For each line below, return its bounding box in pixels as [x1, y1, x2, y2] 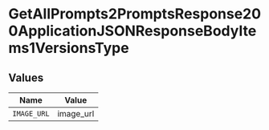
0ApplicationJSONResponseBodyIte [8, 22, 257, 40]
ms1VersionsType [8, 39, 130, 57]
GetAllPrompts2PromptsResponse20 [8, 5, 262, 23]
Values [8, 71, 44, 84]
